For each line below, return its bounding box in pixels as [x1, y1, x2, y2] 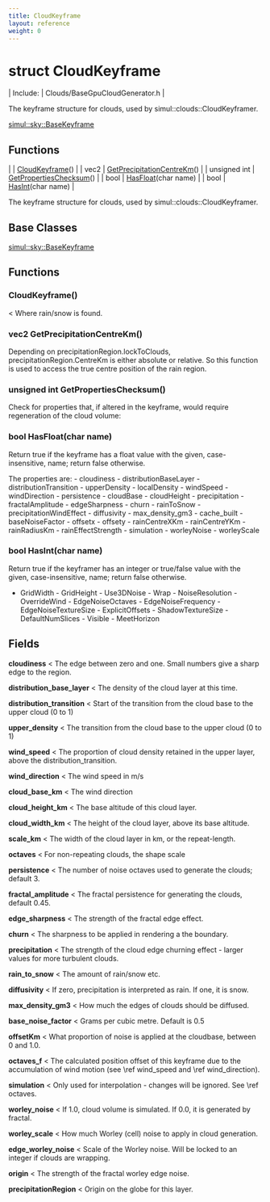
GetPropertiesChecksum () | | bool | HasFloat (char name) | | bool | [8, 173, 226, 183]
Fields [8, 637, 40, 651]
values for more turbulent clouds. [8, 953, 119, 963]
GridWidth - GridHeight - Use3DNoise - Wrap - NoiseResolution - [19, 587, 238, 598]
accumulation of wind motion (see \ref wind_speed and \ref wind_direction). [8, 1064, 260, 1074]
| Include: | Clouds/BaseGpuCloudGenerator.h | [8, 88, 165, 98]
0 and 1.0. [8, 1040, 41, 1050]
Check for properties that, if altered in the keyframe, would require [8, 402, 229, 412]
